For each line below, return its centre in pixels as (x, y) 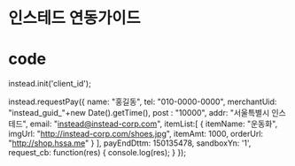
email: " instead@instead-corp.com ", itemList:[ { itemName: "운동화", (154, 124)
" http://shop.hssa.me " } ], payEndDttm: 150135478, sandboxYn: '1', (130, 143)
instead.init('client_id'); (50, 84)
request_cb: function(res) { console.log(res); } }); (97, 153)
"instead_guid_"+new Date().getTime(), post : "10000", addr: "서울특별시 (139, 113)
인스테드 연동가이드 (74, 18)
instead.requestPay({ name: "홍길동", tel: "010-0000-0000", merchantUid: (143, 102)
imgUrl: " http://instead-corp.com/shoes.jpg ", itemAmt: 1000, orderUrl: (136, 134)
